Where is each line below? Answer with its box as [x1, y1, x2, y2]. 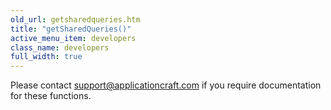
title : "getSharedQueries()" [10, 24, 132, 34]
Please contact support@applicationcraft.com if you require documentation [10, 79, 322, 91]
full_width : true [10, 52, 83, 62]
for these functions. [10, 90, 92, 102]
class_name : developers [10, 42, 110, 53]
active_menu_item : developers [10, 33, 137, 43]
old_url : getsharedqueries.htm [10, 14, 141, 25]
